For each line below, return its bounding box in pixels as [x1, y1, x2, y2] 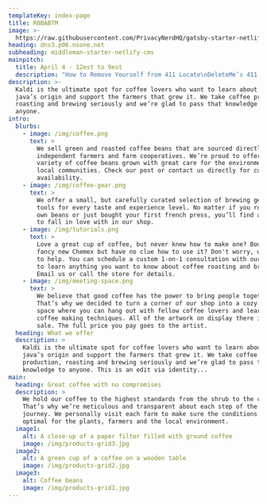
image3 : [15, 469, 41, 477]
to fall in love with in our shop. [37, 218, 155, 226]
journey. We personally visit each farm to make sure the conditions [22, 410, 258, 418]
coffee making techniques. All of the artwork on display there [37, 314, 254, 322]
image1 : [15, 425, 41, 433]
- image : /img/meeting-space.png [22, 277, 133, 286]
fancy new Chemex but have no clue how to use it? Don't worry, [37, 248, 254, 256]
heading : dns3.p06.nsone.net [8, 41, 105, 49]
